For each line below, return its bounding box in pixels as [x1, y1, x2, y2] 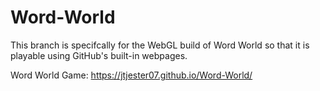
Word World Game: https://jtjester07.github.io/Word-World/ [10, 69, 253, 81]
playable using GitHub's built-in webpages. [10, 49, 188, 61]
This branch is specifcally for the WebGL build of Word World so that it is [10, 39, 310, 51]
